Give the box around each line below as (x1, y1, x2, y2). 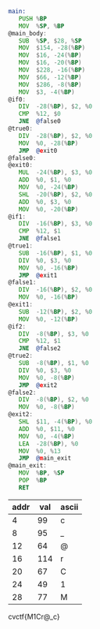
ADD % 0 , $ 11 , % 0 (18, 425, 76, 433)
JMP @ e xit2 (18, 381, 58, 389)
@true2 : (8, 352, 34, 360)
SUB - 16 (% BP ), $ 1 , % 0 (18, 249, 92, 257)
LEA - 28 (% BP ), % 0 (18, 440, 79, 448)
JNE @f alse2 (18, 344, 61, 352)
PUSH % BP (18, 14, 47, 23)
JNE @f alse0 (18, 117, 61, 125)
